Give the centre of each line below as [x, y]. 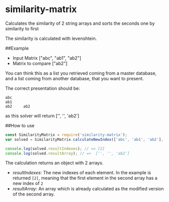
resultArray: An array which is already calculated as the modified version [88, 189]
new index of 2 [28, 183]
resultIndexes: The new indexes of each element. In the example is [82, 173]
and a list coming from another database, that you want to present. [75, 78]
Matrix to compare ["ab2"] [40, 63]
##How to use [20, 125]
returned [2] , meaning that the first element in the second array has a [85, 178]
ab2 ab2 [18, 106]
